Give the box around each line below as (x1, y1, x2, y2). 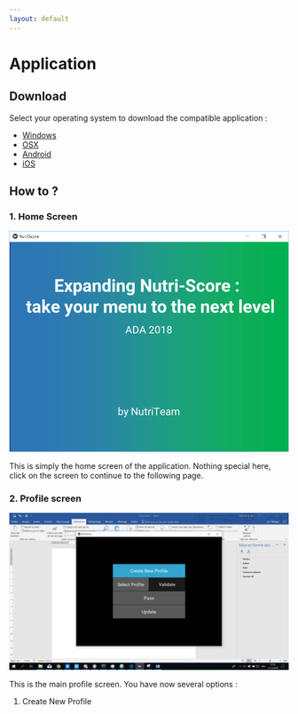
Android (21, 148, 51, 159)
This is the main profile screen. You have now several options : (9, 679, 238, 690)
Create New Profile (21, 696, 92, 707)
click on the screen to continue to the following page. (9, 470, 204, 480)
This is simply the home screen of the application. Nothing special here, (9, 460, 271, 471)
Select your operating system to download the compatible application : (9, 112, 268, 123)
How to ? (9, 184, 59, 199)
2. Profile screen (9, 492, 82, 504)
